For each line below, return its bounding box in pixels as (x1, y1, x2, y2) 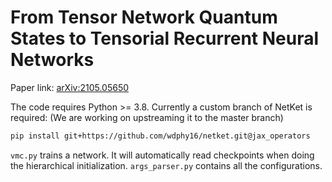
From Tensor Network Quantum (10, 6, 278, 29)
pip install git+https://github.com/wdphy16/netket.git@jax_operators (10, 131, 311, 141)
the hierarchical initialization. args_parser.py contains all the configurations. (10, 159, 323, 171)
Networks (10, 49, 95, 71)
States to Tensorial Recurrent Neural (10, 27, 320, 50)
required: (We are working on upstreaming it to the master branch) (10, 111, 284, 123)
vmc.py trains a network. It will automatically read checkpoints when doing (10, 149, 315, 161)
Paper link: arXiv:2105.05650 (10, 81, 130, 93)
